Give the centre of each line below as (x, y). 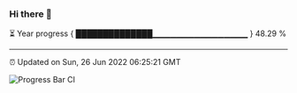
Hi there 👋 (31, 14)
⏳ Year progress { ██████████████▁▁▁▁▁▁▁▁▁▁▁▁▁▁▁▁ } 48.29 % (148, 33)
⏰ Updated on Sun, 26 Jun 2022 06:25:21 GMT (95, 62)
